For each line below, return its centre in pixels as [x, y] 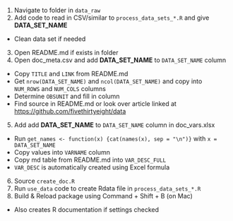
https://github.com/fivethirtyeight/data [70, 111]
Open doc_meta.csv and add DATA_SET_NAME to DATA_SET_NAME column [120, 60]
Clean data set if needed [50, 39]
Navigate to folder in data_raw [57, 10]
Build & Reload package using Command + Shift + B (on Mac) [103, 196]
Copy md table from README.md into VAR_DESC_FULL [90, 160]
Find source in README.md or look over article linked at [95, 104]
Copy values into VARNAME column [62, 152]
